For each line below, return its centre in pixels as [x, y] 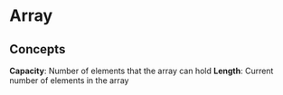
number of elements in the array [69, 81]
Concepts [38, 49]
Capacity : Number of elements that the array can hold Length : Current [141, 71]
